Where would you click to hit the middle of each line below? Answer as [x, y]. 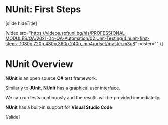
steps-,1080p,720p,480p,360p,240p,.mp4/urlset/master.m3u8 [70, 43]
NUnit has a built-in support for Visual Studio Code [59, 107]
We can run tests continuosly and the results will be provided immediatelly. [83, 97]
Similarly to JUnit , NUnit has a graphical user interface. [63, 88]
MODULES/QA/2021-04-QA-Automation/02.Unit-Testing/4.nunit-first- [77, 38]
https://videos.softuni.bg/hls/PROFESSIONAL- [79, 33]
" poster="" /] [149, 43]
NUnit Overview [39, 64]
